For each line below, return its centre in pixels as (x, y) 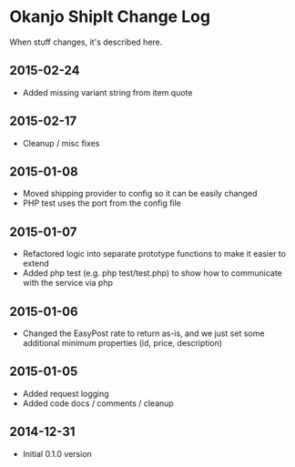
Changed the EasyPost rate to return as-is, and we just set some (143, 333)
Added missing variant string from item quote (107, 92)
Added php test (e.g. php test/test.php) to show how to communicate (152, 273)
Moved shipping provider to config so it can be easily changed (140, 194)
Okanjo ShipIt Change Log (110, 17)
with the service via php (68, 283)
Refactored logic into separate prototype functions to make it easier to (154, 254)
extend (36, 264)
